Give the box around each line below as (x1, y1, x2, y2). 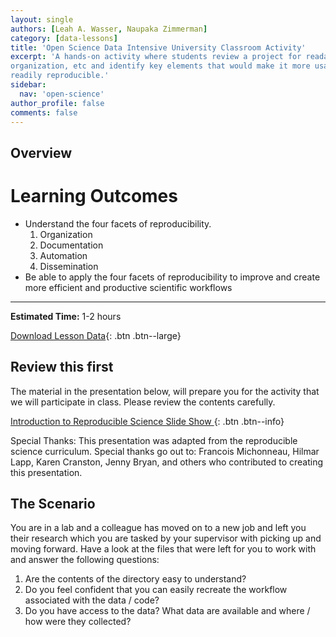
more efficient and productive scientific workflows (24, 281, 233, 293)
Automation (39, 249, 88, 261)
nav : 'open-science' (19, 89, 105, 99)
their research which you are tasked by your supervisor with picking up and (10, 532, 322, 545)
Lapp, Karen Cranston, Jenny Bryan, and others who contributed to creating (10, 456, 324, 468)
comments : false (10, 107, 78, 118)
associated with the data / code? (24, 594, 160, 606)
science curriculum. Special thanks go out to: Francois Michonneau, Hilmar (10, 445, 320, 457)
